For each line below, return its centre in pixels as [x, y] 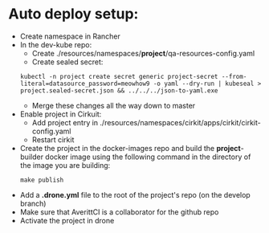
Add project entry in [65, 122]
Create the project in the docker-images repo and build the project [130, 148]
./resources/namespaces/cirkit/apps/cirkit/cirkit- [180, 122]
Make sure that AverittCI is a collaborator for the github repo [119, 212]
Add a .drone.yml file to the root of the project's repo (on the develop [135, 194]
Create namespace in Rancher [70, 36]
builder [32, 157]
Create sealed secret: [67, 62]
